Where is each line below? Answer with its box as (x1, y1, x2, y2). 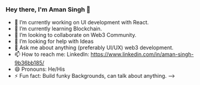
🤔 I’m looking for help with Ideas (14, 38, 94, 45)
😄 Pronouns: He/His (14, 65, 65, 73)
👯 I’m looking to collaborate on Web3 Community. (14, 32, 137, 39)
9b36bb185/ (14, 59, 44, 67)
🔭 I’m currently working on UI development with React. (14, 19, 149, 26)
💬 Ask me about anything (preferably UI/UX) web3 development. (14, 44, 174, 51)
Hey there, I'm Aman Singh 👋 (5, 5, 91, 14)
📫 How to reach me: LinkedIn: (14, 51, 90, 58)
